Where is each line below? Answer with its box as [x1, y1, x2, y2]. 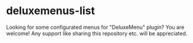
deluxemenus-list [6, 4, 95, 18]
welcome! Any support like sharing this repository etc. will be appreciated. [6, 29, 188, 37]
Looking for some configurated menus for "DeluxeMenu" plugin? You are [6, 24, 185, 31]
